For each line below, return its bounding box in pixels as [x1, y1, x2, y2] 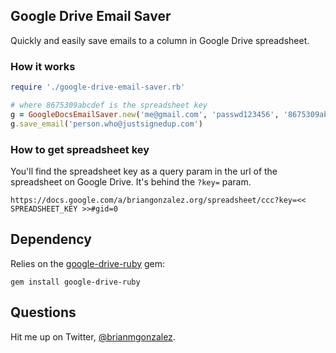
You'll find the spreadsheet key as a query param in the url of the [10, 165, 278, 177]
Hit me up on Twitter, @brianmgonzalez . [10, 330, 176, 343]
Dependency [10, 231, 92, 248]
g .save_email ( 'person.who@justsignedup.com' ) [10, 119, 203, 129]
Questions [10, 304, 77, 321]
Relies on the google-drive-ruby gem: [10, 257, 166, 269]
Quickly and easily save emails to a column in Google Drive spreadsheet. [10, 34, 310, 46]
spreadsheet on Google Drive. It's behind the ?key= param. [10, 175, 252, 188]
